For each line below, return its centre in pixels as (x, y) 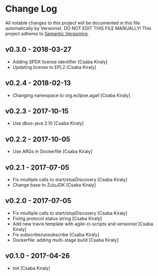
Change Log (31, 9)
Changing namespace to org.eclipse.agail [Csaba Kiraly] (71, 95)
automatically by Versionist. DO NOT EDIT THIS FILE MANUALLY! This (78, 28)
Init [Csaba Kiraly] (31, 268)
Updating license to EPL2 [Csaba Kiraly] (54, 67)
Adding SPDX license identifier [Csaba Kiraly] (60, 62)
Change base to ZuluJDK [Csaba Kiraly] (54, 185)
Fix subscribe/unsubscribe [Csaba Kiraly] (56, 234)
